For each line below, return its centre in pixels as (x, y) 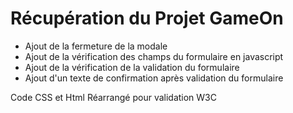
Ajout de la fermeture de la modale (96, 46)
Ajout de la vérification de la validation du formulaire (132, 67)
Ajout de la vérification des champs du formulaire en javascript (154, 56)
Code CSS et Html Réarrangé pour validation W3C (113, 97)
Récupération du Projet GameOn (147, 18)
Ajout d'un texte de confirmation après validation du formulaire (154, 78)
